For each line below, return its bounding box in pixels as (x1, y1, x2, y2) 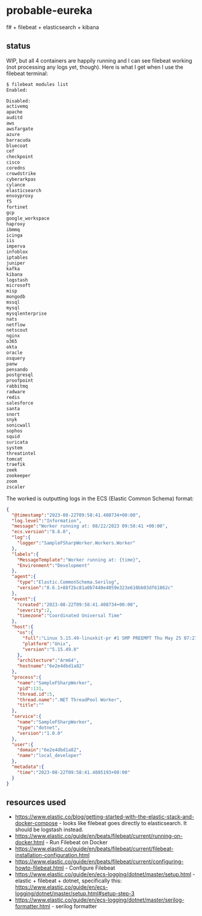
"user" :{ (11, 741, 34, 747)
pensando (6, 367, 28, 373)
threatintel (6, 450, 36, 456)
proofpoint (6, 377, 34, 384)
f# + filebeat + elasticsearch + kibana (6, 23, 99, 31)
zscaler (6, 484, 26, 490)
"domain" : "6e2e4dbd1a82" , (17, 747, 82, 753)
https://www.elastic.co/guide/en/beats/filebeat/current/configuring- (14, 858, 184, 865)
